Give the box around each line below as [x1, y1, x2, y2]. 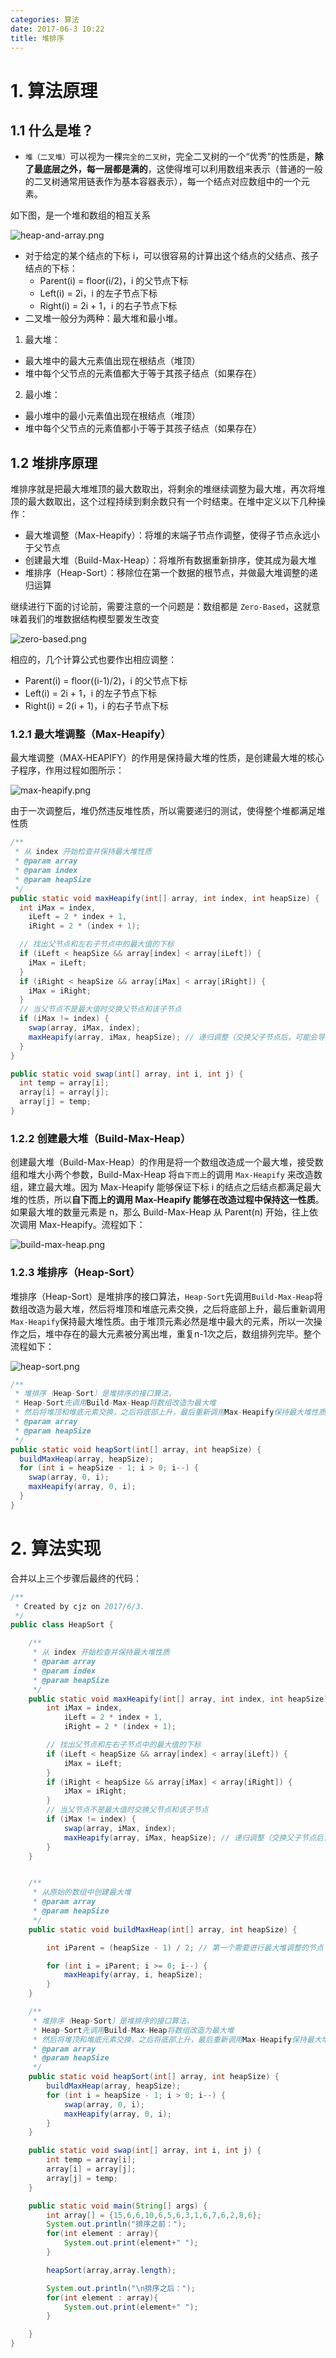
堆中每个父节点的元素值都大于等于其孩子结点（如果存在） [24, 367, 262, 380]
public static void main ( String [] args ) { [28, 2201, 208, 2211]
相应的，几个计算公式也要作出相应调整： [10, 654, 177, 666]
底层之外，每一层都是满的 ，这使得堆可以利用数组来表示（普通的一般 [42, 163, 323, 175]
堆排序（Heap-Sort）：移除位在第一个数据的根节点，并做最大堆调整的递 [24, 567, 318, 579]
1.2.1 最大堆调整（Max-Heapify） [10, 727, 172, 741]
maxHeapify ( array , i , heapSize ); [63, 1970, 203, 1980]
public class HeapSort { [10, 1620, 114, 1630]
